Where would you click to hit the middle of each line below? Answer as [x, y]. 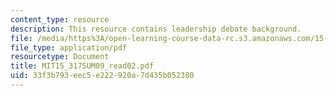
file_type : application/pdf [69, 47]
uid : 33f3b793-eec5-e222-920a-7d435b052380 [102, 76]
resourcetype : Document [60, 57]
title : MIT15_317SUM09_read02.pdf [82, 66]
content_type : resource [60, 19]
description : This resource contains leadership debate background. [156, 29]
